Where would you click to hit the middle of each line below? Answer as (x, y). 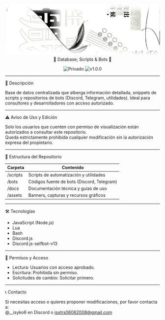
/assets (14, 195)
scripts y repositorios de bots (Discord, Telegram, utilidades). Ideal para (78, 98)
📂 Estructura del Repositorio (33, 156)
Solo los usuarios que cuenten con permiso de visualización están (72, 127)
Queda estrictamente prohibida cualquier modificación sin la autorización (79, 137)
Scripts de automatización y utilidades (67, 175)
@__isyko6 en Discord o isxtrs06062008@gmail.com (59, 312)
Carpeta (16, 168)
